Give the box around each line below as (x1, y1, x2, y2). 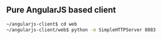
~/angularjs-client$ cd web (6, 21, 78, 27)
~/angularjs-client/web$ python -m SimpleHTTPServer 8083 (6, 27, 156, 33)
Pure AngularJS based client (6, 5, 116, 15)
